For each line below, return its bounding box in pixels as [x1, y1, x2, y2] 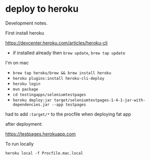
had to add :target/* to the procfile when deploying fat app [5, 111, 131, 117]
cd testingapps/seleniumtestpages [12, 92, 86, 97]
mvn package [12, 86, 38, 92]
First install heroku [5, 30, 44, 36]
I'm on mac [5, 59, 29, 65]
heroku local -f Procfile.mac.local [5, 150, 83, 156]
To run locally [5, 141, 34, 147]
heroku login [12, 81, 41, 86]
